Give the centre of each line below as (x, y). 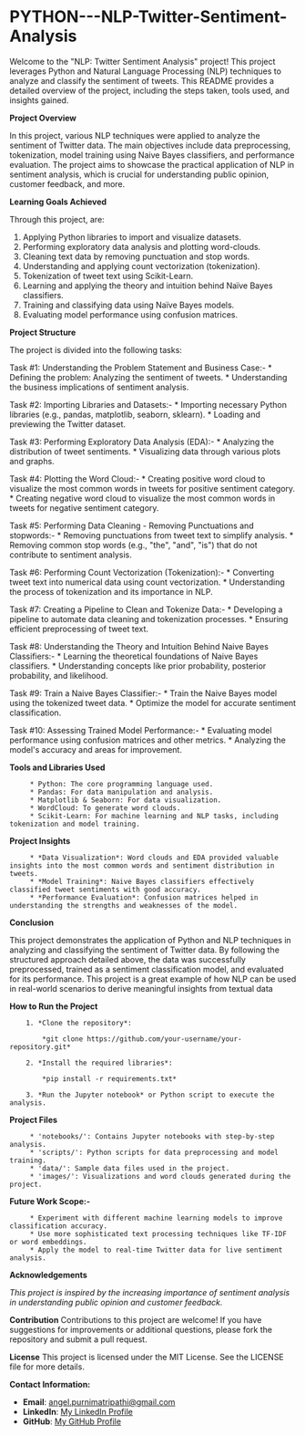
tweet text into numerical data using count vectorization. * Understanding (147, 582)
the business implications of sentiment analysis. (99, 387)
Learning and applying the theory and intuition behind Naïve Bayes (147, 286)
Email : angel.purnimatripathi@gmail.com (99, 1401)
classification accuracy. (58, 1226)
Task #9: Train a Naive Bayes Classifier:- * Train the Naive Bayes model (143, 693)
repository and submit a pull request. (78, 1339)
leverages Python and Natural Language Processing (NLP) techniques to (146, 71)
